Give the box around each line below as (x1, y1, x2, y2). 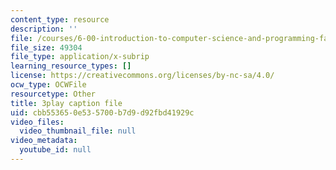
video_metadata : (10, 136, 78, 146)
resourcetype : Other (10, 89, 97, 99)
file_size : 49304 (10, 42, 83, 53)
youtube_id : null (19, 145, 92, 155)
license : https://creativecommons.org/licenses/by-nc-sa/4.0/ (10, 71, 275, 81)
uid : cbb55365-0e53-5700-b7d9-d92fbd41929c (10, 107, 195, 118)
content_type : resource (10, 14, 110, 25)
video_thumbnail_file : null (19, 126, 137, 136)
